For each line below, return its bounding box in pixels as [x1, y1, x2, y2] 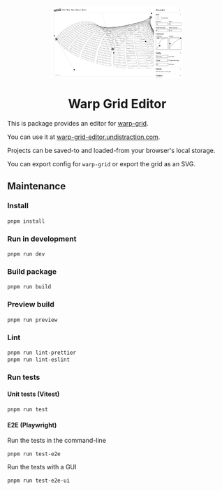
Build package [7, 267, 57, 277]
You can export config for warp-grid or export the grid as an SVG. [7, 160, 196, 168]
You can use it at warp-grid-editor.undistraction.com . [7, 133, 161, 141]
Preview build [7, 300, 54, 309]
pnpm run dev [7, 251, 45, 258]
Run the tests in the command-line [7, 437, 107, 445]
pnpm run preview [7, 316, 58, 323]
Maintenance [7, 180, 66, 192]
